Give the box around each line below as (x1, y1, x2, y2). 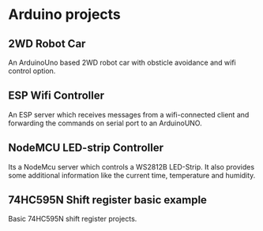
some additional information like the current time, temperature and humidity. (8, 170, 256, 180)
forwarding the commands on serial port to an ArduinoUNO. (8, 118, 203, 128)
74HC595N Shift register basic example (8, 193, 208, 207)
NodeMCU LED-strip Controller (8, 141, 164, 155)
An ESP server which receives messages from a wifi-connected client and (8, 110, 250, 119)
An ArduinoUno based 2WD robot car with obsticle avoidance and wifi (8, 58, 236, 67)
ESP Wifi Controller (8, 89, 105, 102)
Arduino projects (8, 6, 121, 24)
